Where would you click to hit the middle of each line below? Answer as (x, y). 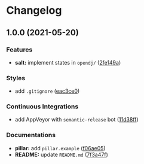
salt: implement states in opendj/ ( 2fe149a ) (68, 62)
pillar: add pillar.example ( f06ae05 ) (60, 148)
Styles (16, 78)
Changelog (34, 10)
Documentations (31, 135)
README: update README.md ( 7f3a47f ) (62, 154)
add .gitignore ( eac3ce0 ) (47, 91)
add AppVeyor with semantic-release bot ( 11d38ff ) (76, 120)
